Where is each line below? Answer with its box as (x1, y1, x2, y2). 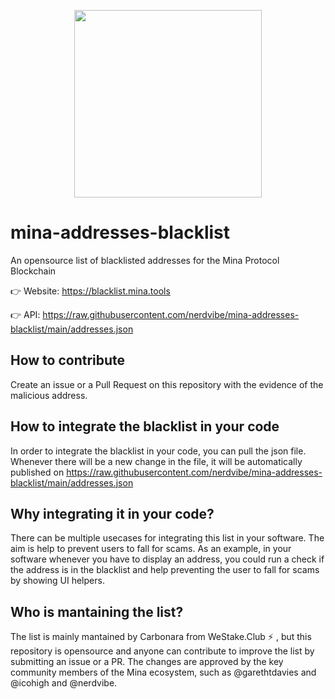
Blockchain (10, 265, 57, 277)
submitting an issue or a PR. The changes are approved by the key (10, 656, 284, 668)
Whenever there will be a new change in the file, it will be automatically (10, 455, 303, 467)
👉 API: (10, 308, 41, 320)
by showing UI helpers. (10, 575, 105, 587)
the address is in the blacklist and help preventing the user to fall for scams (10, 564, 320, 576)
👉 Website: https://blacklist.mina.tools (10, 285, 171, 297)
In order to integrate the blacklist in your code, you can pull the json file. (10, 445, 307, 457)
